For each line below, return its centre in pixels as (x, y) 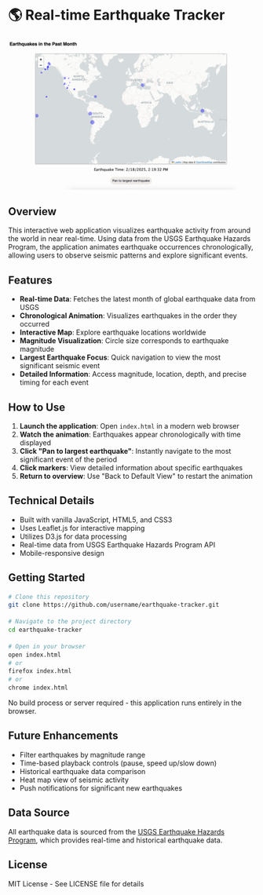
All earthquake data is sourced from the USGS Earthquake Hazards (117, 831)
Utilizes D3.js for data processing (73, 536)
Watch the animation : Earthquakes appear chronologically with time (130, 434)
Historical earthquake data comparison (82, 771)
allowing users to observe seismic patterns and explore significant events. (128, 255)
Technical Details (51, 500)
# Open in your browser (47, 646)
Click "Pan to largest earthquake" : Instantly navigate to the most (125, 451)
